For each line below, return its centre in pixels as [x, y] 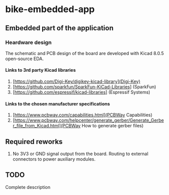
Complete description [28, 187]
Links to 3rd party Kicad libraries [41, 70]
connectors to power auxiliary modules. [54, 159]
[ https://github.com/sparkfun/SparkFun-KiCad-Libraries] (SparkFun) [84, 87]
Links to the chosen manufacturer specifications [58, 104]
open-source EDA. [25, 59]
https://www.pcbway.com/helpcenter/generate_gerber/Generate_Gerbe [89, 120]
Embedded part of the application [59, 28]
